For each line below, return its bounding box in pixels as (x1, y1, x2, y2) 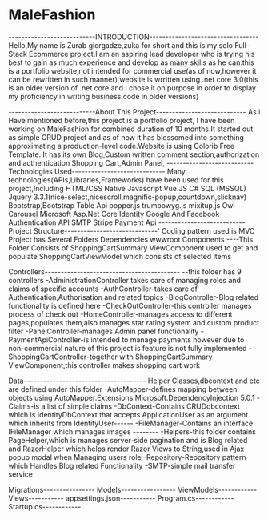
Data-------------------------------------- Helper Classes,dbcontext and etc (8, 376, 260, 385)
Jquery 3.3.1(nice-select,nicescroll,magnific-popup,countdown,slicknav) (8, 192, 247, 202)
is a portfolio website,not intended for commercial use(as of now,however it (8, 66, 257, 75)
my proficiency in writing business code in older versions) (8, 91, 199, 101)
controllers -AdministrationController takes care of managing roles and (8, 275, 242, 285)
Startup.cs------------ (8, 501, 82, 511)
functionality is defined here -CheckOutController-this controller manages (8, 301, 252, 310)
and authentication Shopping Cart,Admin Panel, (8, 158, 166, 167)
